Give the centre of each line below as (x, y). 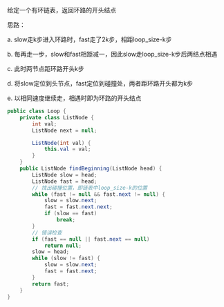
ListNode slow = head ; (65, 175)
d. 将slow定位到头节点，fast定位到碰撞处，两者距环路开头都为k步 (100, 83)
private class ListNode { (57, 117)
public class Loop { (37, 111)
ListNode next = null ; (65, 130)
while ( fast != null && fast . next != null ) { (99, 194)
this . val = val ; (67, 149)
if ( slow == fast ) (71, 214)
